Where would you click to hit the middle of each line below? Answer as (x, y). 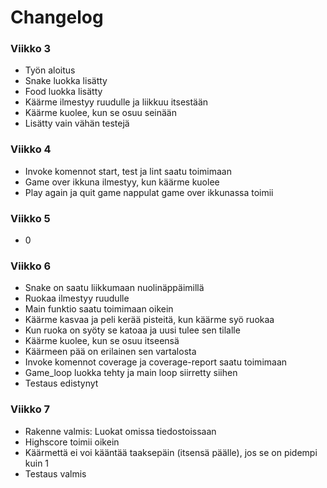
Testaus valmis (55, 473)
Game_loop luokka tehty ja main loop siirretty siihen (131, 373)
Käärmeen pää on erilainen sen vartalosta (110, 352)
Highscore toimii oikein (72, 442)
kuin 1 (37, 463)
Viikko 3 (31, 49)
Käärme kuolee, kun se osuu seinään (100, 113)
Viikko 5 (30, 218)
